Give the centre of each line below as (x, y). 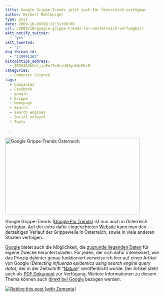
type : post (16, 19)
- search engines (28, 113)
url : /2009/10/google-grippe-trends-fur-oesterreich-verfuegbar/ (74, 29)
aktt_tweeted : (20, 43)
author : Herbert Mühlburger (34, 15)
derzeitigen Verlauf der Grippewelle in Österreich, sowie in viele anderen (80, 232)
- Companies (22, 84)
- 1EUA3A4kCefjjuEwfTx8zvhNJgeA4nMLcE (50, 66)
